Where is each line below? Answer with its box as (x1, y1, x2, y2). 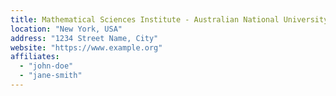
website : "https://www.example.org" (10, 42, 163, 53)
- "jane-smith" (19, 71, 83, 81)
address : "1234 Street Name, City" (10, 33, 159, 43)
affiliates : (10, 52, 60, 62)
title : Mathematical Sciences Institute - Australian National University (10, 14, 329, 25)
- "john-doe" (19, 61, 74, 71)
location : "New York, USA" (10, 24, 123, 34)
